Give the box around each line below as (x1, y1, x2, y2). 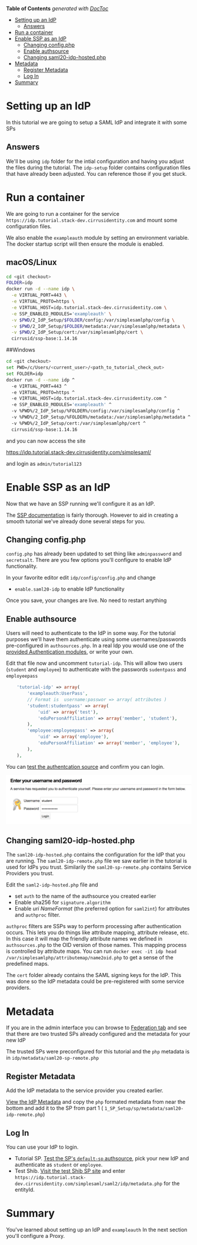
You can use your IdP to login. (6, 1143, 79, 1150)
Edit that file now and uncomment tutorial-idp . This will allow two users (6, 660, 183, 667)
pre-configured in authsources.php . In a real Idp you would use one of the (6, 642, 184, 649)
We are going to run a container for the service (6, 210, 119, 217)
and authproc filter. (14, 911, 61, 919)
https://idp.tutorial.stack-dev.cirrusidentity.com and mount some (6, 216, 178, 223)
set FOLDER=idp (6, 370, 44, 377)
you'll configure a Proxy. (6, 1232, 65, 1239)
